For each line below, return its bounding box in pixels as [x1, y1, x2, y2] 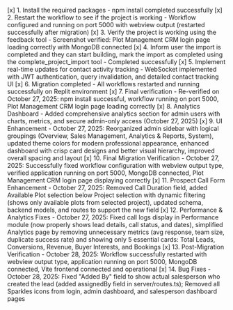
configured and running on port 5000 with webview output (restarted [7, 21, 205, 29]
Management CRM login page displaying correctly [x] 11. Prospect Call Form [7, 176, 225, 184]
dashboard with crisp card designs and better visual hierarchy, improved [7, 146, 216, 155]
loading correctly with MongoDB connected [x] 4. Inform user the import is [7, 43, 221, 51]
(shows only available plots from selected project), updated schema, [7, 199, 204, 206]
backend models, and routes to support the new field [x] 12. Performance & [7, 206, 223, 214]
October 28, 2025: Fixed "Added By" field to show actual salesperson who [7, 272, 220, 281]
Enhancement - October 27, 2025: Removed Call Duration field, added [7, 184, 208, 192]
